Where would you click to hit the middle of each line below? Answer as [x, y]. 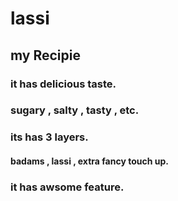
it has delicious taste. [63, 84]
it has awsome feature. [67, 187]
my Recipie [45, 55]
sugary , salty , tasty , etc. [75, 110]
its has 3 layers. [49, 137]
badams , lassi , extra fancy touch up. [89, 161]
